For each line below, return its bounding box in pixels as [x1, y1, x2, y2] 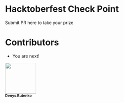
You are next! [12, 53, 40, 59]
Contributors [5, 37, 59, 48]
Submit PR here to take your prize [5, 20, 74, 26]
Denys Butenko [5, 93, 32, 98]
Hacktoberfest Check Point [5, 3, 119, 15]
